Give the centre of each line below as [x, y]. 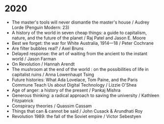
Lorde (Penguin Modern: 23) [41, 27]
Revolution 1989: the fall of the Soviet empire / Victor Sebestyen [76, 116]
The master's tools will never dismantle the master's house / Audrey [81, 22]
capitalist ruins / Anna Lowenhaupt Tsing [53, 74]
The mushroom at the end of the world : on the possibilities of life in [80, 69]
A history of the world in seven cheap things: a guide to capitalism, [79, 32]
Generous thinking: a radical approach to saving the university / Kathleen [85, 95]
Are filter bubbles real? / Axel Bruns [48, 48]
